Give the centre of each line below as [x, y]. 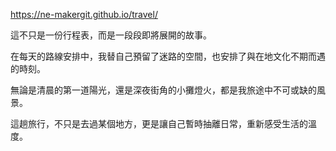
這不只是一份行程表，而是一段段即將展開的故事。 [111, 35]
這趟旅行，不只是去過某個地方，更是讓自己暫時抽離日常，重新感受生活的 [159, 123]
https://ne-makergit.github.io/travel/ [84, 14]
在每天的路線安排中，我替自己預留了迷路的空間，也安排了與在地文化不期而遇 [168, 56]
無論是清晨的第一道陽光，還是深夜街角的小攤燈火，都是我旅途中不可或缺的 [163, 90]
